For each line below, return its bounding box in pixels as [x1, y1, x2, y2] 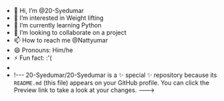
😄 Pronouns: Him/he [13, 46, 74, 54]
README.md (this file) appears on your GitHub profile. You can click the [13, 79, 210, 87]
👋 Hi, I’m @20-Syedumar [13, 7, 85, 14]
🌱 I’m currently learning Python [13, 21, 102, 29]
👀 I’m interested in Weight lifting [13, 14, 104, 22]
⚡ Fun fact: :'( [13, 54, 52, 62]
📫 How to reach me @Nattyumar [13, 36, 109, 44]
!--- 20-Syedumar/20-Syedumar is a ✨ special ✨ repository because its [13, 71, 218, 79]
